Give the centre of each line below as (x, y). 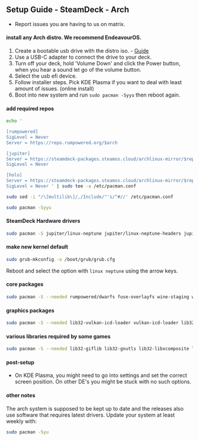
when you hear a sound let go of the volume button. (78, 70)
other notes (21, 395)
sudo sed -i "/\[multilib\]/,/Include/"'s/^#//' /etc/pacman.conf (90, 197)
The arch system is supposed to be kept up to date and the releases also (95, 408)
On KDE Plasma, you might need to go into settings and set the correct (101, 375)
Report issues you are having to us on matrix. (70, 24)
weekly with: (22, 421)
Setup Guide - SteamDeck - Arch (68, 10)
